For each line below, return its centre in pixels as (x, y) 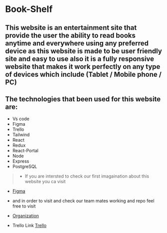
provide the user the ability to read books (70, 35)
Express (21, 161)
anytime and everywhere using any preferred (77, 43)
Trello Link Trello (29, 226)
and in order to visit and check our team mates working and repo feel (83, 201)
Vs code (21, 119)
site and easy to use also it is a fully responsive (80, 59)
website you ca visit (45, 182)
